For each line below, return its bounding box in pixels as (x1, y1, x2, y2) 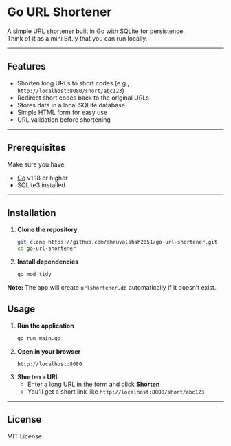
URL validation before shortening (16, 115, 111, 124)
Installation (7, 207, 56, 219)
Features (7, 61, 46, 72)
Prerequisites (7, 142, 66, 153)
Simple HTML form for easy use (16, 108, 108, 116)
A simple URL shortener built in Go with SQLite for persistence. (7, 27, 186, 35)
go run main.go (16, 334, 61, 341)
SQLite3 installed (16, 180, 66, 189)
